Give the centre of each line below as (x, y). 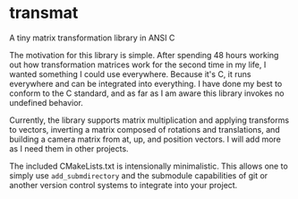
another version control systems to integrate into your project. (123, 185)
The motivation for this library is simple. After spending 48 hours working (144, 55)
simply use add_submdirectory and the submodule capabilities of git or (139, 175)
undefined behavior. (46, 102)
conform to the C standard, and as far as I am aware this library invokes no (147, 93)
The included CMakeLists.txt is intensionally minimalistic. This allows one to (149, 166)
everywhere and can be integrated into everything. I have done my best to (146, 83)
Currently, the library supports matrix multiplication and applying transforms (149, 120)
